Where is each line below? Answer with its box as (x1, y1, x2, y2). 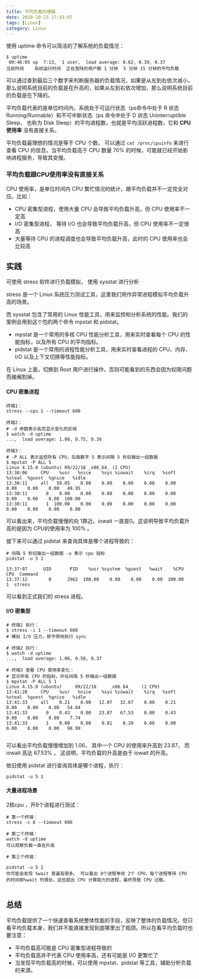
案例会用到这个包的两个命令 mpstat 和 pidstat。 (6, 319, 123, 326)
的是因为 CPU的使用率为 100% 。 (11, 524, 93, 532)
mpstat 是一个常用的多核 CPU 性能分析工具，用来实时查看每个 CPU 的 (14, 331, 185, 338)
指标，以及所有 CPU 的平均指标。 (20, 338, 102, 345)
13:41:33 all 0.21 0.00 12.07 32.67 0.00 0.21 (6, 699, 176, 705)
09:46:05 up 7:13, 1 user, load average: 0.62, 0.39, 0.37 (8, 59, 166, 65)
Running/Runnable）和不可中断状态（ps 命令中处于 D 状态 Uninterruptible (6, 112, 187, 119)
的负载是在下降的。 (6, 92, 53, 99)
